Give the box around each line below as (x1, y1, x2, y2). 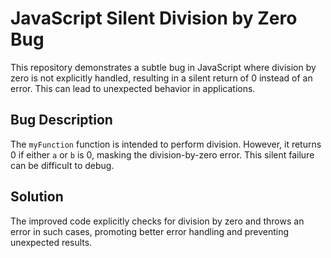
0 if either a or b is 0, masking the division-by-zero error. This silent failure (10, 148, 315, 161)
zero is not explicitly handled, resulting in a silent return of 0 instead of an (10, 72, 313, 84)
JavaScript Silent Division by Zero (10, 7, 298, 30)
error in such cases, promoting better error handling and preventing (10, 225, 290, 237)
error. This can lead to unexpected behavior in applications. (10, 82, 256, 94)
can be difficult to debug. (10, 159, 115, 171)
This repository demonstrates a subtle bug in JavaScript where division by (10, 61, 317, 73)
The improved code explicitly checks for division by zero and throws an (10, 215, 305, 227)
